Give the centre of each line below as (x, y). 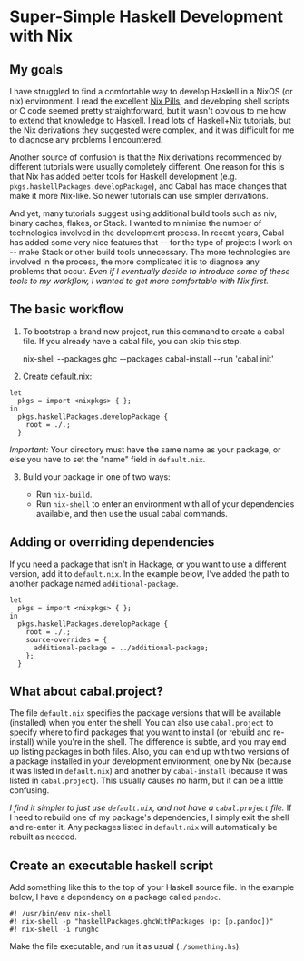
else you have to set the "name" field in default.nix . (108, 459)
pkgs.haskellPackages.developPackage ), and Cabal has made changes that (148, 186)
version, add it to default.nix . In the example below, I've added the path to (149, 573)
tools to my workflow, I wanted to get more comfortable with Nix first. (139, 281)
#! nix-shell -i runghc (54, 930)
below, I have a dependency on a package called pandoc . (115, 897)
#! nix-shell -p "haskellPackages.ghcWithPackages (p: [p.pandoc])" (142, 922)
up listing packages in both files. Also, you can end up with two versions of (150, 752)
